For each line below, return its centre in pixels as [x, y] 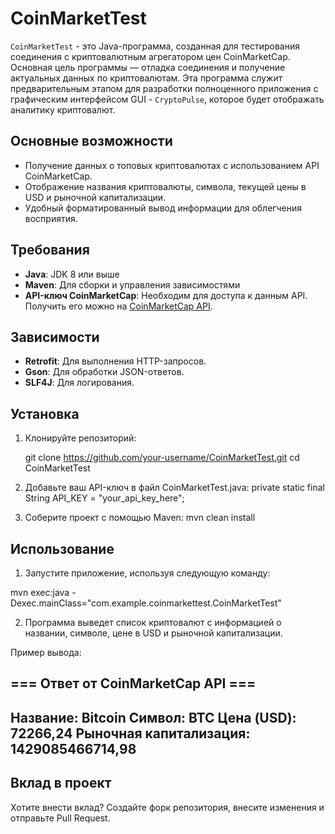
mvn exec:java [40, 592]
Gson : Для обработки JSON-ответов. [104, 372]
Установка [45, 413]
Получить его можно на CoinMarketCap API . [118, 306]
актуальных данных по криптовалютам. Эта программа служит [146, 78]
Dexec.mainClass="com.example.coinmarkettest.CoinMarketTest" [146, 603]
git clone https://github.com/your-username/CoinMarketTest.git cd [162, 458]
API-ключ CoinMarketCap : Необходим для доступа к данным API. [166, 295]
